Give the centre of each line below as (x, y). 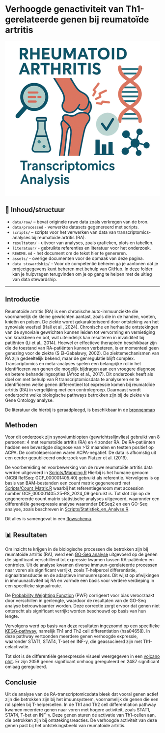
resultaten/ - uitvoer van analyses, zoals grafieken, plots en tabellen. (83, 243)
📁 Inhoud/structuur (35, 210)
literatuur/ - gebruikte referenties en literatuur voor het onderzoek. (82, 248)
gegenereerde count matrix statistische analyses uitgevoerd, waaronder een (82, 499)
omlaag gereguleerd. (26, 667)
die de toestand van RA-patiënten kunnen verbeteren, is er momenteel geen (82, 348)
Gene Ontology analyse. (29, 400)
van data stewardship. (35, 279)
